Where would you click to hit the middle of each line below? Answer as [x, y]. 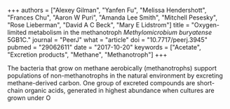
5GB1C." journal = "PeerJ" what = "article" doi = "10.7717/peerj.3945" [108, 40]
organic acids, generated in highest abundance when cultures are [120, 90]
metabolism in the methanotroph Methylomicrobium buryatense [120, 32]
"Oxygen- [205, 25]
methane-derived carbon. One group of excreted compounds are [101, 83]
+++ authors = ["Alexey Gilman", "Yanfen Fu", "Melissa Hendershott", [107, 10]
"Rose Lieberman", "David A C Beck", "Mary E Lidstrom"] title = [99, 25]
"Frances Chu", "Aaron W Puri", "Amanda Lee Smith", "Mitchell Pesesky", [113, 17]
